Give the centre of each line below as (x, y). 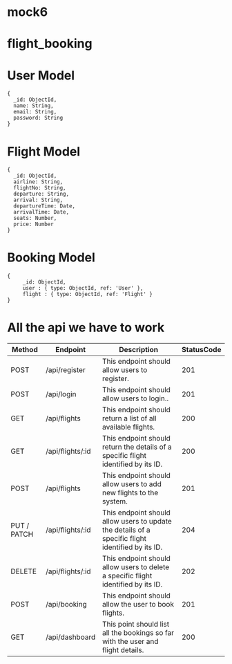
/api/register (66, 370)
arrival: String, (38, 200)
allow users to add (132, 484)
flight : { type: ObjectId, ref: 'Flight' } (88, 295)
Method (25, 350)
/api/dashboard (71, 637)
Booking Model (51, 258)
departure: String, (41, 194)
